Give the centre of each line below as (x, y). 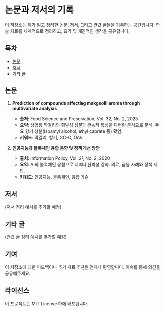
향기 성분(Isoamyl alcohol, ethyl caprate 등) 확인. (74, 131)
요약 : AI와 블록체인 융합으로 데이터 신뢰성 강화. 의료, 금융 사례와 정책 (86, 164)
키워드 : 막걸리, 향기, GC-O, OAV (51, 137)
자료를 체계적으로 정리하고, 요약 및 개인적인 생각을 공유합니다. (70, 31)
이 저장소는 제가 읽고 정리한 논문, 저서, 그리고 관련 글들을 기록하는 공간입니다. (80, 25)
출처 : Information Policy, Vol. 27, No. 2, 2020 (65, 158)
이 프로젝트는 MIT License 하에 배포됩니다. (47, 303)
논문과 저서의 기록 (39, 10)
